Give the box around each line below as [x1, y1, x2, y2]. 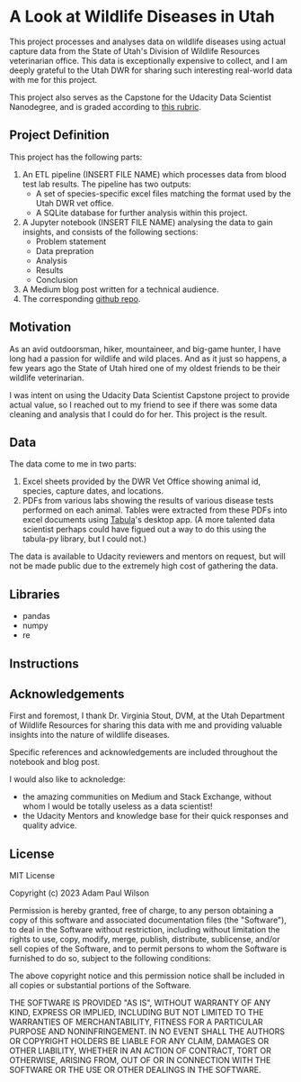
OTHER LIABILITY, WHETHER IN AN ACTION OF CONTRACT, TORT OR [9, 1045, 271, 1056]
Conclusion [35, 274, 78, 285]
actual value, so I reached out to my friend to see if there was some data [9, 399, 278, 410]
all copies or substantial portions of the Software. [9, 980, 191, 991]
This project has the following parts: [9, 151, 143, 162]
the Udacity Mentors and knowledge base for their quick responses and [22, 811, 289, 822]
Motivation [9, 320, 72, 335]
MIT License [9, 870, 56, 881]
